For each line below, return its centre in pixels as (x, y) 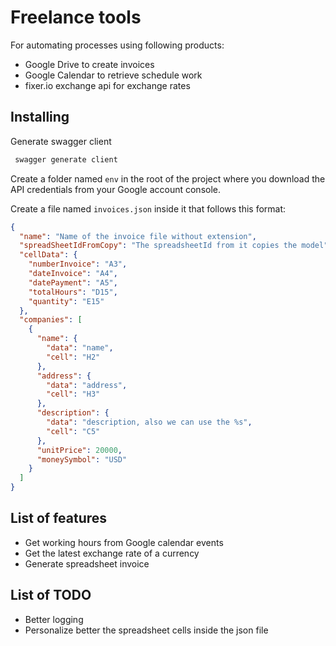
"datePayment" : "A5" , (73, 282)
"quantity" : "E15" (66, 301)
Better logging (54, 619)
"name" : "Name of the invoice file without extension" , (138, 236)
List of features (59, 518)
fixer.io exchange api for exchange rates (107, 85)
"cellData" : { (48, 255)
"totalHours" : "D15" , (73, 292)
